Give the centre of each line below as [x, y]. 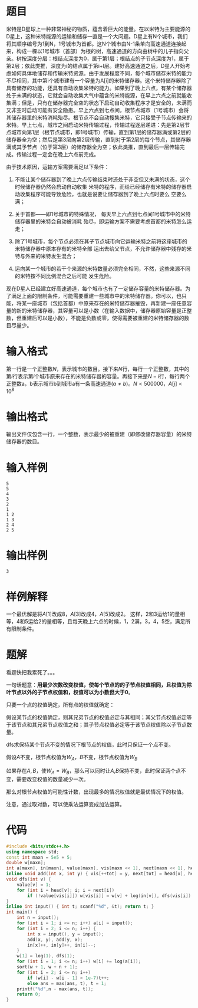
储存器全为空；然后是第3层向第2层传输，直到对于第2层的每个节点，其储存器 [99, 139]
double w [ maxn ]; [26, 863]
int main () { [22, 912]
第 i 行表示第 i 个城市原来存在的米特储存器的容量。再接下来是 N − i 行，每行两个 [98, 376]
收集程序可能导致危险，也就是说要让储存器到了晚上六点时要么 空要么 [103, 194]
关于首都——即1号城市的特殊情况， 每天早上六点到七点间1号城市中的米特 [103, 214]
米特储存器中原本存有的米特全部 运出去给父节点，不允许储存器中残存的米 [103, 248]
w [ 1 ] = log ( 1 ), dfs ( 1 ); [46, 956]
